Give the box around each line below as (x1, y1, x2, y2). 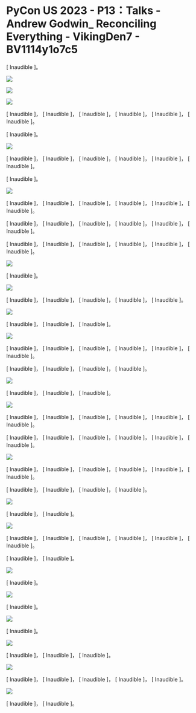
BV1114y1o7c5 (6, 43, 78, 56)
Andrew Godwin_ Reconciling (6, 17, 157, 31)
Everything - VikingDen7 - (6, 30, 140, 44)
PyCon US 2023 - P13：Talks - (6, 4, 161, 18)
